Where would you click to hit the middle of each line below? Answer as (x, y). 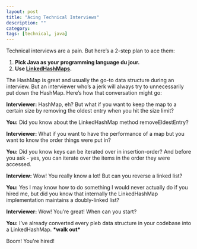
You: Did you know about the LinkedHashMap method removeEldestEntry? (97, 122)
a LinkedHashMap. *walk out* (43, 229)
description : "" (26, 23)
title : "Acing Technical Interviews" (53, 17)
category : (18, 28)
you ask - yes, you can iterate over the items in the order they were (88, 158)
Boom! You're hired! (31, 241)
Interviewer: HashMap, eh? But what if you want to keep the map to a (91, 104)
